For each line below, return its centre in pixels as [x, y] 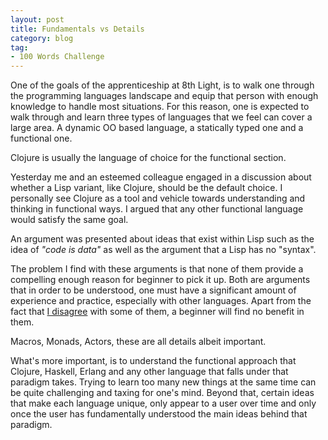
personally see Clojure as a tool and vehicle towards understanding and [158, 198]
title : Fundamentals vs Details [77, 29]
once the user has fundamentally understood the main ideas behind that [159, 414]
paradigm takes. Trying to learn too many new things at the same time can [163, 382]
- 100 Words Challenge [57, 57]
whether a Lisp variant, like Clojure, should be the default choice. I [146, 188]
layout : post [37, 19]
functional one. [41, 138]
